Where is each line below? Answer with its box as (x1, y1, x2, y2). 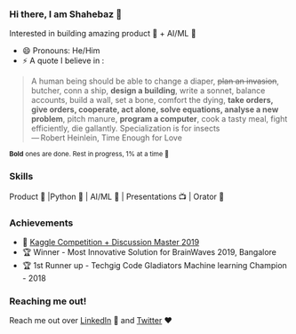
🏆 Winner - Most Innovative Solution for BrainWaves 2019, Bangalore (21, 246, 277, 257)
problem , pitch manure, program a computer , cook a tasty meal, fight (30, 114, 288, 124)
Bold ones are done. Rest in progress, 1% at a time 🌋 (9, 150, 170, 159)
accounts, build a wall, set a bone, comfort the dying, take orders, (30, 95, 274, 106)
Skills (9, 171, 34, 183)
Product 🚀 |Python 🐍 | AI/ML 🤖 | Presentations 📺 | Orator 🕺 (9, 191, 225, 202)
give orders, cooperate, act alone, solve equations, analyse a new (30, 104, 279, 115)
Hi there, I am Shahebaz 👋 (9, 8, 123, 20)
